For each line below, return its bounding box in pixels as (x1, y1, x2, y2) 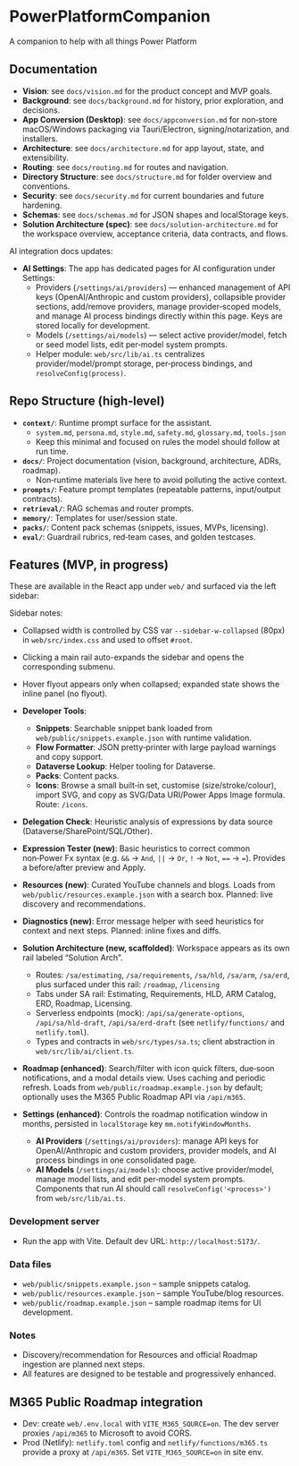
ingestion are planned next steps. (21, 1359, 145, 1370)
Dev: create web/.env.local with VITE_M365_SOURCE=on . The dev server (21, 1419, 279, 1429)
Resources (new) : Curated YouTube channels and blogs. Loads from (21, 880, 276, 891)
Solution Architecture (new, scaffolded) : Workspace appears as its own (21, 942, 290, 954)
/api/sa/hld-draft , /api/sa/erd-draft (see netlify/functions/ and (35, 1018, 286, 1028)
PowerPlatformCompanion (9, 6, 212, 27)
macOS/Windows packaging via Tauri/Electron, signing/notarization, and (21, 124, 290, 134)
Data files (9, 1257, 52, 1270)
